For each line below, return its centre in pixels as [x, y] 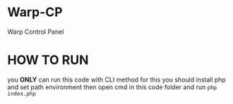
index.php [22, 93]
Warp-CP [35, 12]
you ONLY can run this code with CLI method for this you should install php [116, 79]
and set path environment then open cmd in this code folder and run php [112, 87]
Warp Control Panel [36, 32]
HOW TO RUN [48, 60]
